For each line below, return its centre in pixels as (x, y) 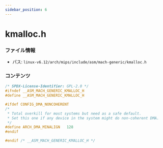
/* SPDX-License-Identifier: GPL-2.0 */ (47, 87)
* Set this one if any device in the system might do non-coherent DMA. (83, 118)
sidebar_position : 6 (26, 10)
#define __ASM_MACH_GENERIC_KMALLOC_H (45, 96)
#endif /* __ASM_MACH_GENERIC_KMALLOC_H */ (50, 141)
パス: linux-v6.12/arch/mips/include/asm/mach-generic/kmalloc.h (79, 62)
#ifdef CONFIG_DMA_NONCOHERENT (37, 104)
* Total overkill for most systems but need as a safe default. (74, 114)
